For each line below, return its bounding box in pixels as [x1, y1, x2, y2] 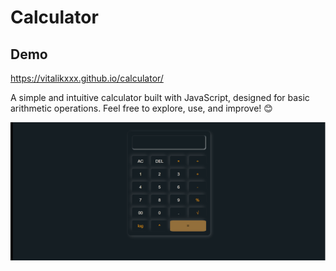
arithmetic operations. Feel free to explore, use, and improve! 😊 [10, 102, 273, 114]
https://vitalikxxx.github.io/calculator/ [10, 72, 164, 84]
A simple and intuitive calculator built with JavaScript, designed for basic [10, 92, 310, 103]
